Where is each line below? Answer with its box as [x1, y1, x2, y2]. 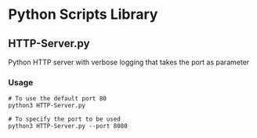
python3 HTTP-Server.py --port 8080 [8, 122, 128, 130]
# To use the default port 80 [8, 95, 107, 103]
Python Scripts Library [8, 5, 158, 24]
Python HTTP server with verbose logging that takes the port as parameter [8, 57, 250, 67]
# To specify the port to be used [8, 115, 121, 123]
